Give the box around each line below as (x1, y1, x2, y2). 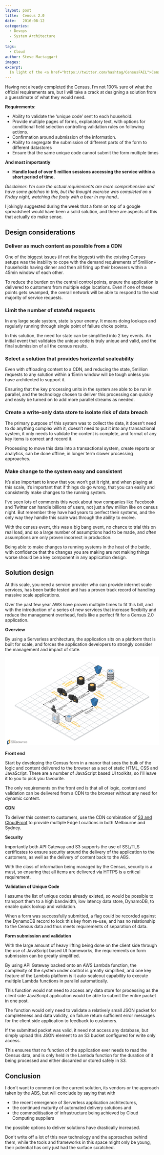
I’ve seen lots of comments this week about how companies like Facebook (5, 499, 155, 505)
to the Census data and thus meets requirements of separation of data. (5, 924, 148, 930)
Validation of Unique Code (5, 884, 60, 889)
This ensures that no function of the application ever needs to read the (5, 1047, 147, 1053)
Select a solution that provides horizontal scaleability (5, 355, 134, 362)
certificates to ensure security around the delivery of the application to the (5, 849, 155, 855)
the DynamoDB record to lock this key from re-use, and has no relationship (5, 918, 156, 924)
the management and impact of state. (5, 646, 81, 652)
